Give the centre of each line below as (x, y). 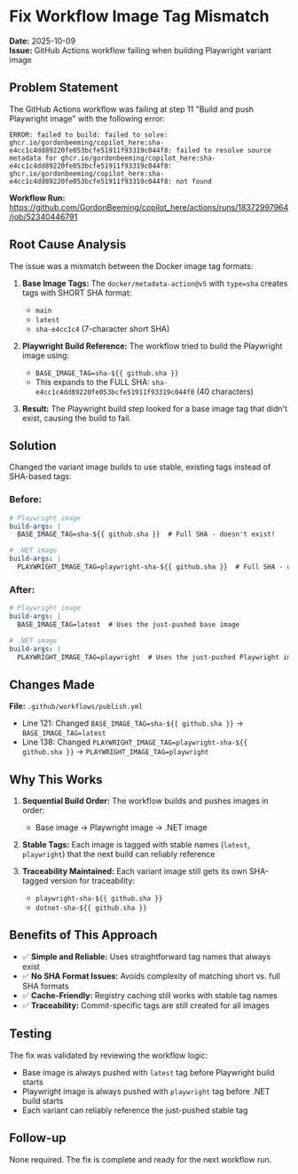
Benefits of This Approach (83, 935)
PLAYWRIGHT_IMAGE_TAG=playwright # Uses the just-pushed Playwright (148, 657)
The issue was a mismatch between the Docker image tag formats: (131, 266)
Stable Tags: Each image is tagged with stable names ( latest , (136, 845)
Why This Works (56, 780)
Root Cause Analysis (68, 244)
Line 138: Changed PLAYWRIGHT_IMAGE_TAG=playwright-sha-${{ (135, 742)
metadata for (33, 158)
